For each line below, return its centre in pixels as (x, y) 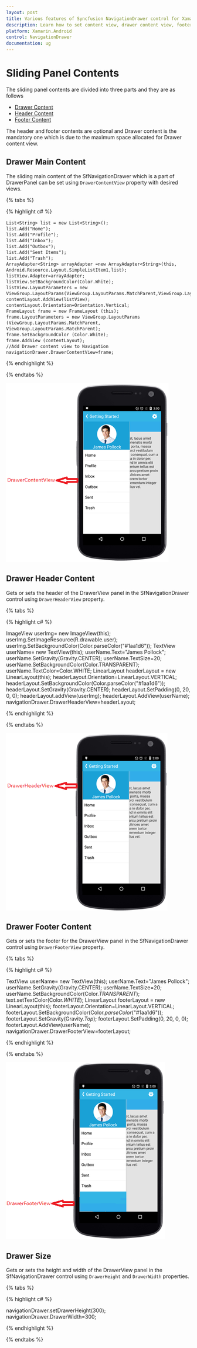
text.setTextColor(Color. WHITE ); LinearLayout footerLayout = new (86, 1000)
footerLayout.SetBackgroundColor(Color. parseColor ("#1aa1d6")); (84, 1013)
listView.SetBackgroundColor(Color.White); (60, 282)
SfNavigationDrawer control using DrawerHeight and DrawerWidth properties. (98, 1276)
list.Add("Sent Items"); (36, 252)
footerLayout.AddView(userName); (48, 1025)
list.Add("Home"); (28, 229)
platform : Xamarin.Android (39, 31)
